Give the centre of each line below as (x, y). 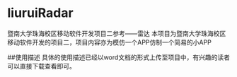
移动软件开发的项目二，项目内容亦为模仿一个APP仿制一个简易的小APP (110, 42)
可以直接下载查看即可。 (41, 66)
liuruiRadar (40, 13)
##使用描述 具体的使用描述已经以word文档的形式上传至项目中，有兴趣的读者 (118, 57)
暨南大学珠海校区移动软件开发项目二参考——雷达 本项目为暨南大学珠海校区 (117, 33)
